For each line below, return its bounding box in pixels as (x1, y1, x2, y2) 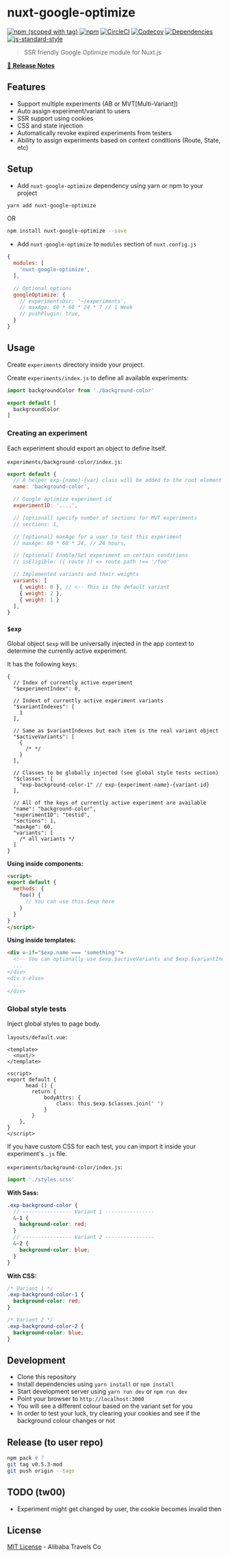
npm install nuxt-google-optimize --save (7, 228, 127, 235)
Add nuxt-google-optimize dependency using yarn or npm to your (16, 181, 204, 189)
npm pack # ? (7, 1455, 44, 1462)
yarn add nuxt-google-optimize (7, 202, 97, 209)
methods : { (13, 886, 44, 892)
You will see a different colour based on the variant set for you (16, 1402, 193, 1410)
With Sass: (7, 1188, 39, 1197)
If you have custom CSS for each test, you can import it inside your (7, 1142, 196, 1151)
